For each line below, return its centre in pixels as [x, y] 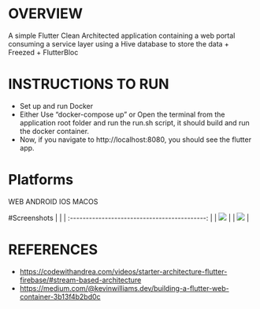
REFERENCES [53, 250]
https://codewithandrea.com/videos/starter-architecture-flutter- [123, 271]
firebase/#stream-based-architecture [80, 280]
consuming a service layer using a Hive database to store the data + [119, 43]
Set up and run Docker [56, 106]
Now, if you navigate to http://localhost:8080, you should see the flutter [136, 140]
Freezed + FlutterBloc [43, 52]
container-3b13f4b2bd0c [60, 296]
